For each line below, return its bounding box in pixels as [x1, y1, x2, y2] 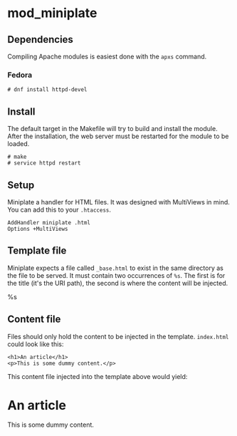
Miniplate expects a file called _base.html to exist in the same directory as [7, 264, 224, 272]
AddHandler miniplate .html [7, 219, 91, 226]
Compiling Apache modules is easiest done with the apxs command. [7, 52, 207, 61]
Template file [7, 244, 67, 257]
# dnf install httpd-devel [7, 86, 88, 93]
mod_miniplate [7, 5, 98, 21]
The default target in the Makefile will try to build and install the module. [7, 125, 218, 133]
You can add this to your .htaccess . [7, 205, 112, 214]
